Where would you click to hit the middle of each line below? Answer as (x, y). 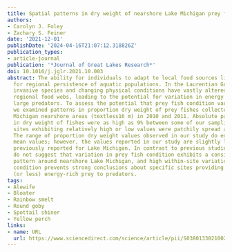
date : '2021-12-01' (35, 39)
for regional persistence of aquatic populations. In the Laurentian (115, 84)
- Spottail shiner (33, 213)
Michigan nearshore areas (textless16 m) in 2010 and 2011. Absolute (115, 116)
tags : (15, 180)
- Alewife (21, 187)
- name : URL (24, 232)
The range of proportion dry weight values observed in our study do (115, 135)
